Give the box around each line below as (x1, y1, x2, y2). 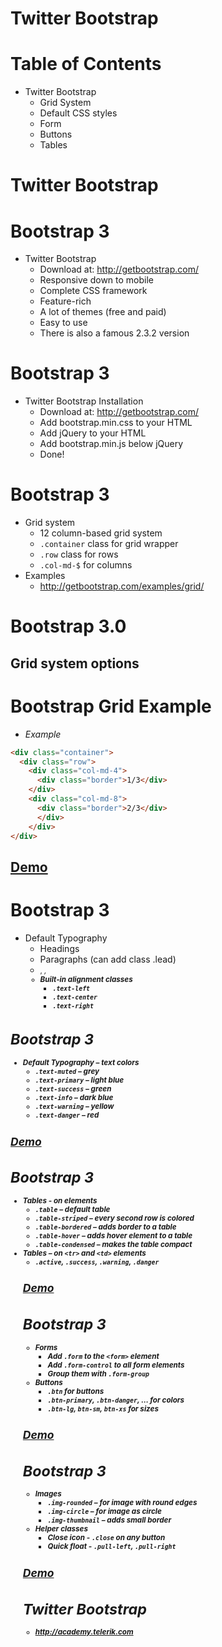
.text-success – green (34, 1084, 112, 1094)
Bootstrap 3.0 (10, 615, 127, 638)
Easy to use (39, 317, 88, 329)
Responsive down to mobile (39, 274, 154, 286)
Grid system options (10, 655, 140, 672)
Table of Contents (10, 53, 162, 76)
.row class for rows (39, 548, 119, 561)
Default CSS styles (39, 107, 118, 119)
